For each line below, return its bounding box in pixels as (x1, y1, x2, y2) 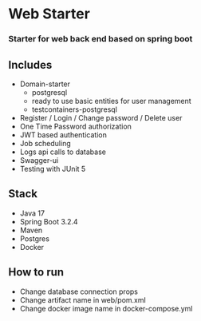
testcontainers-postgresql (31, 105, 118, 114)
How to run (8, 265, 65, 279)
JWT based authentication (19, 129, 108, 140)
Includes (8, 57, 53, 72)
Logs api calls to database (19, 147, 106, 157)
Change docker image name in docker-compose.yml (19, 303, 193, 313)
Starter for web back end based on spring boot (8, 34, 193, 45)
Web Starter (8, 5, 90, 23)
